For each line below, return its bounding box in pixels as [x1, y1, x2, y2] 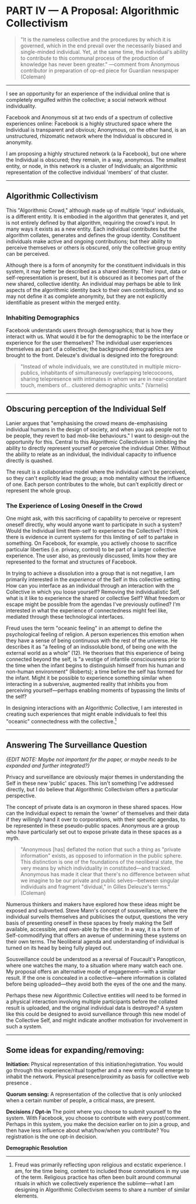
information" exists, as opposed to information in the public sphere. [20, 852, 183, 859]
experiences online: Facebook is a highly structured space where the [6, 120, 172, 127]
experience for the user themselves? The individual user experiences [6, 339, 172, 347]
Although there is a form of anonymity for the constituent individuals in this [6, 262, 186, 269]
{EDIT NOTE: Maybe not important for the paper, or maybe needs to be [6, 756, 177, 763]
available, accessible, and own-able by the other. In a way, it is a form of [6, 925, 180, 932]
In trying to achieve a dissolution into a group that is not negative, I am [6, 570, 175, 577]
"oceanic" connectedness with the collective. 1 [6, 717, 117, 725]
